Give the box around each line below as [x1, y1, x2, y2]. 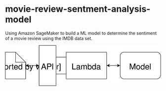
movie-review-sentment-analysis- [5, 3, 151, 15]
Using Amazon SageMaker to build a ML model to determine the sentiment [5, 30, 157, 36]
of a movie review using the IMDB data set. [5, 35, 93, 41]
